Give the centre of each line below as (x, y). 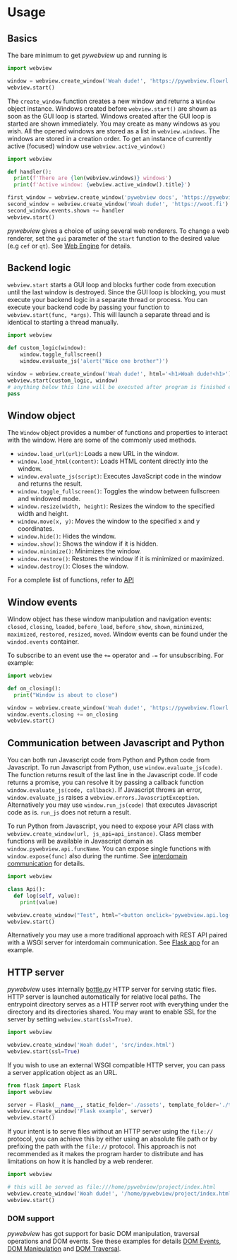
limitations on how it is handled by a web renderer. (80, 1161)
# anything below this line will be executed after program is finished (116, 387)
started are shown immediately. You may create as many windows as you (114, 124)
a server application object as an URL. (62, 1072)
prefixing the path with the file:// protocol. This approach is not (102, 1146)
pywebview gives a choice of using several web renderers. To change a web (119, 231)
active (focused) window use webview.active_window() (86, 146)
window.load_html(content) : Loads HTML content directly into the (113, 461)
